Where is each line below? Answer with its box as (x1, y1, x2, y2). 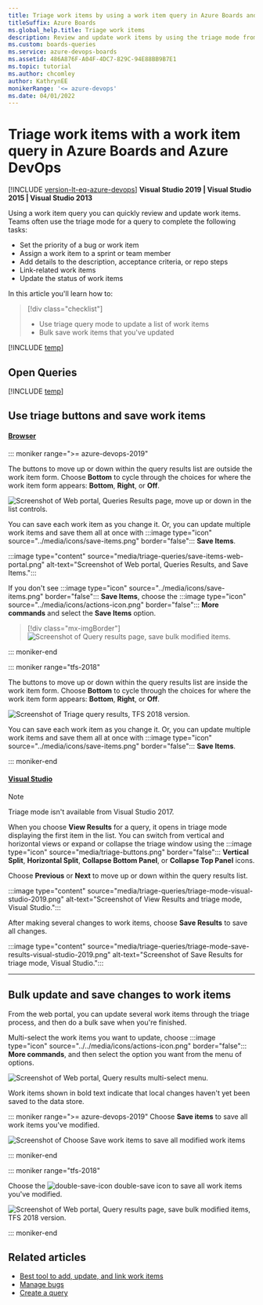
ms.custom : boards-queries (8, 41, 96, 49)
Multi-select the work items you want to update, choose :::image (8, 1033, 216, 1042)
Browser (8, 431, 37, 440)
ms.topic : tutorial (8, 63, 72, 71)
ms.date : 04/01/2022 (8, 92, 76, 100)
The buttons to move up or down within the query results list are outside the (8, 464, 253, 473)
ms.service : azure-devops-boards (8, 48, 117, 56)
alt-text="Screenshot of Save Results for (112, 949, 243, 959)
